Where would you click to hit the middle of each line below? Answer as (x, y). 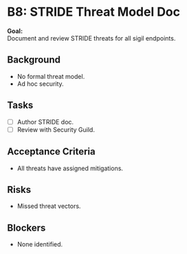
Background (34, 60)
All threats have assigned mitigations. (70, 168)
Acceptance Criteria (51, 152)
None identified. (40, 244)
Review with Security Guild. (56, 129)
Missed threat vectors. (49, 206)
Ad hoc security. (40, 84)
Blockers (26, 228)
